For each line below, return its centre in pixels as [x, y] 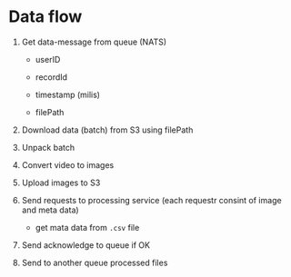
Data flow [45, 17]
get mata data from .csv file [87, 227]
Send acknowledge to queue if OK [86, 245]
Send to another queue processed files [95, 262]
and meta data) [50, 210]
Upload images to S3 [61, 183]
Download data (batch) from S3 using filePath [107, 130]
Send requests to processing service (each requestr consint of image [152, 200]
